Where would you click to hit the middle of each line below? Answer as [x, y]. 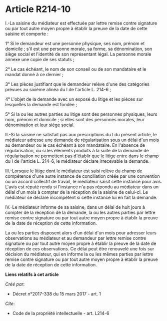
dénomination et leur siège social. [40, 125]
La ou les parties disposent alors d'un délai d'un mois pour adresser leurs [81, 233]
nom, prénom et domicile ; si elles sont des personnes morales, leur [75, 119]
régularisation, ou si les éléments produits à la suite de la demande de [77, 150]
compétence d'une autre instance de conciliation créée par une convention [82, 176]
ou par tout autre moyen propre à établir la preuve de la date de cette [76, 28]
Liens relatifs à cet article [32, 274]
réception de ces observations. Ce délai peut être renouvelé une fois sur [80, 248]
